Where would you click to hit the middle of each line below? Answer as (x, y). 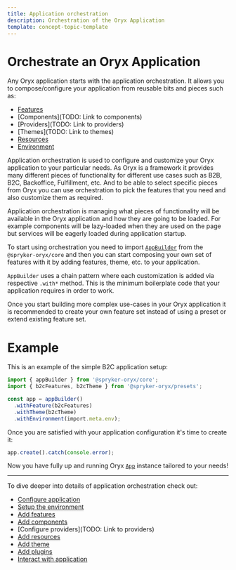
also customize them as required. (55, 198)
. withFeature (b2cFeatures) (53, 405)
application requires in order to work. (61, 291)
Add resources (39, 537)
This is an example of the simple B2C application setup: (88, 367)
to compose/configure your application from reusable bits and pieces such (115, 88)
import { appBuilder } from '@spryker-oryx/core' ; (83, 380)
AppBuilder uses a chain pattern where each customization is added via (111, 276)
